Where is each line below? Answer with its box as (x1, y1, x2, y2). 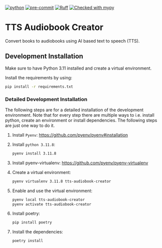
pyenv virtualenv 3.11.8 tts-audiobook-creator (12, 179, 111, 184)
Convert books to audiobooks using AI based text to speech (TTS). (5, 38, 140, 44)
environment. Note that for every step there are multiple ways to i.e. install (5, 112, 155, 118)
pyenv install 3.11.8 (12, 151, 56, 156)
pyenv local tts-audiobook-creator (12, 197, 85, 202)
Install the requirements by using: (5, 74, 72, 80)
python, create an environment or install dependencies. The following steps (5, 117, 158, 123)
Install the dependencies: (12, 229, 64, 235)
